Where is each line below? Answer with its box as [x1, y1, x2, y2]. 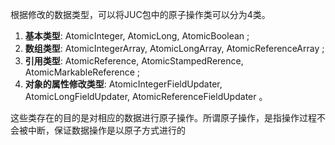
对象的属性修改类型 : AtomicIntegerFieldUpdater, [24, 78, 223, 90]
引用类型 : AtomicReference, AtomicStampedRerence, [24, 55, 244, 67]
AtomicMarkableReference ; [24, 66, 141, 78]
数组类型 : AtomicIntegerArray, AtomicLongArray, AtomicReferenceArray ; [24, 43, 325, 54]
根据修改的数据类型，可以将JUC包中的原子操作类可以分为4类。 [10, 9, 271, 20]
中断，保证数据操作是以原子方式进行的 [27, 124, 186, 136]
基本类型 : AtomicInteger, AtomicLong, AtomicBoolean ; [24, 30, 250, 42]
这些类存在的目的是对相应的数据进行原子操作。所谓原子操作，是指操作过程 [10, 112, 317, 123]
